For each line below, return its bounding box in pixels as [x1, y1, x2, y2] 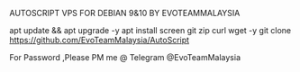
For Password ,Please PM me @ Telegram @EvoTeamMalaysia [9, 52, 241, 62]
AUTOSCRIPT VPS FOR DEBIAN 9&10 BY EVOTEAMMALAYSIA [9, 8, 241, 18]
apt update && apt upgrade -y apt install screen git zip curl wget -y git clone [9, 25, 292, 35]
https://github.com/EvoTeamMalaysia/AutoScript [9, 35, 190, 45]
